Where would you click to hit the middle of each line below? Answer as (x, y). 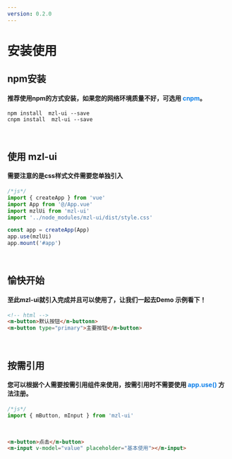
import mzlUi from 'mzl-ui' (49, 211)
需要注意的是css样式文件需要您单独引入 (65, 176)
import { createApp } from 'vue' (56, 198)
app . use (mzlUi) (30, 237)
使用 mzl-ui (32, 157)
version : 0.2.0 (30, 14)
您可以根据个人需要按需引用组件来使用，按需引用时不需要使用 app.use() (112, 385)
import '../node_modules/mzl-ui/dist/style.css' (80, 218)
